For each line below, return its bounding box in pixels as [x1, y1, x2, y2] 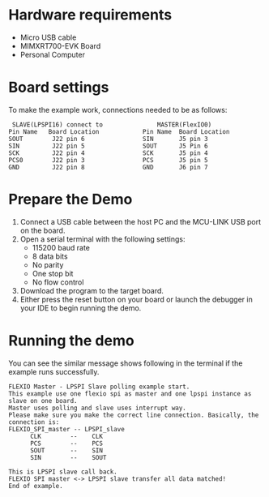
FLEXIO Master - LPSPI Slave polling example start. [8, 383, 190, 391]
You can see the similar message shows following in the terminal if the [8, 358, 243, 368]
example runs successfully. [8, 366, 100, 376]
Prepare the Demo [8, 191, 133, 208]
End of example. [8, 482, 63, 490]
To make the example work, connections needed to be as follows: [8, 105, 228, 114]
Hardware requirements [8, 6, 173, 24]
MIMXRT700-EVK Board [19, 41, 101, 50]
